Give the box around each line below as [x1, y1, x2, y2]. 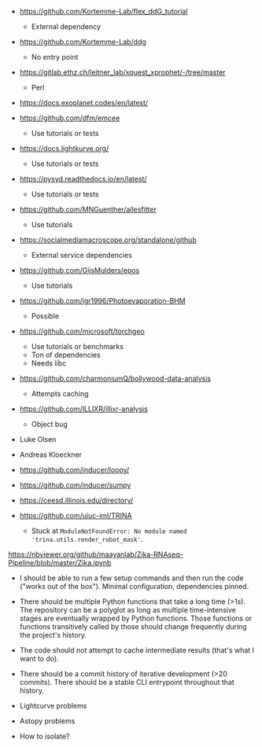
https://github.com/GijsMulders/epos [19, 266, 140, 274]
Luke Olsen [19, 435, 57, 443]
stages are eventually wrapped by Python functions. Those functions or [19, 613, 253, 623]
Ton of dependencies [31, 350, 101, 359]
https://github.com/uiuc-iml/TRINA [19, 511, 132, 520]
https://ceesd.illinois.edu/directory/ [19, 495, 134, 505]
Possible [31, 311, 60, 321]
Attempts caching [31, 389, 89, 398]
